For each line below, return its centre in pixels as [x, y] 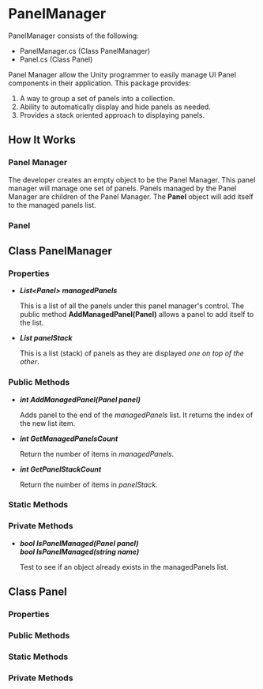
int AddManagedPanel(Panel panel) [80, 399]
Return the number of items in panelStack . [88, 484]
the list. [32, 323]
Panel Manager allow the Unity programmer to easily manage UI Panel [122, 74]
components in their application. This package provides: [100, 83]
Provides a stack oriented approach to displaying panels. [112, 115]
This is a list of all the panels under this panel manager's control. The [132, 306]
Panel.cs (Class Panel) [56, 59]
